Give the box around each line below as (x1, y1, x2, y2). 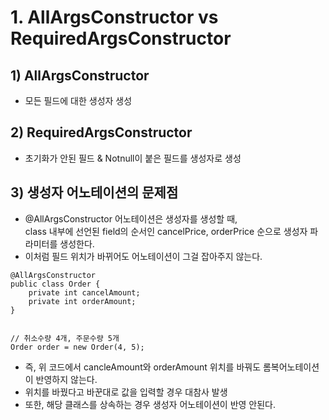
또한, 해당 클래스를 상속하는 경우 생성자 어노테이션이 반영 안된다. (24, 398, 277, 410)
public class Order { (10, 279, 101, 289)
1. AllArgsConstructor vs (10, 6, 219, 29)
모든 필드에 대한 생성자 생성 (24, 95, 133, 106)
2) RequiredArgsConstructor (10, 124, 193, 141)
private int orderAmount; (28, 296, 137, 306)
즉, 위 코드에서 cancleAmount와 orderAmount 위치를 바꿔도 (24, 361, 262, 373)
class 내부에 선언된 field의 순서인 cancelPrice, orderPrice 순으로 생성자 (24, 225, 308, 237)
